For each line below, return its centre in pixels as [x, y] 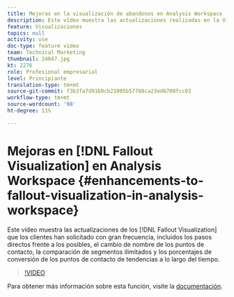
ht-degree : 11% [29, 111]
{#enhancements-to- [141, 180]
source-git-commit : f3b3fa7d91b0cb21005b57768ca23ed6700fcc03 [99, 91]
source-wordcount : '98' [42, 104]
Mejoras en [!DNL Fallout [80, 151]
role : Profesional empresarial [53, 72]
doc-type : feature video [43, 46]
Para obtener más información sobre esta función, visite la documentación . [115, 286]
